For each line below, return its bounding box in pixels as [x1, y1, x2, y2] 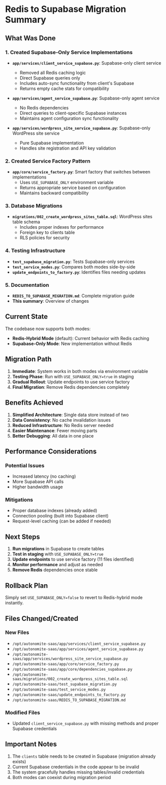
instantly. [5, 600, 24, 606]
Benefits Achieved [5, 399, 63, 407]
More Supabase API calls [12, 479, 64, 485]
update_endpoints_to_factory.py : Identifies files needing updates [12, 269, 146, 275]
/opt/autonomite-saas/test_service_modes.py [12, 687, 106, 692]
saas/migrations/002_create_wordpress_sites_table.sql [12, 676, 128, 682]
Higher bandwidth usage [12, 484, 63, 490]
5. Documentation [5, 281, 50, 288]
